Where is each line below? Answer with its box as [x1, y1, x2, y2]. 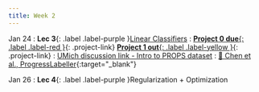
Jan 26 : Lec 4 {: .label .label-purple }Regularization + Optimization [8, 74, 228, 84]
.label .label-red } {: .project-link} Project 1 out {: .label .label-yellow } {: [8, 42, 239, 52]
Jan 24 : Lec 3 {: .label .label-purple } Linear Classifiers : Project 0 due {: [8, 34, 245, 43]
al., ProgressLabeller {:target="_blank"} [8, 59, 137, 69]
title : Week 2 [8, 11, 56, 20]
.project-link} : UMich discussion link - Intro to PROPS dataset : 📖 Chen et [8, 50, 252, 60]
